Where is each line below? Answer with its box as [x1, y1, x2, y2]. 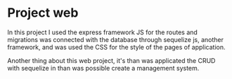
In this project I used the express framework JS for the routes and [7, 28, 198, 36]
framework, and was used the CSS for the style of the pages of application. [7, 43, 226, 51]
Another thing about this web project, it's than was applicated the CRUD [7, 56, 216, 64]
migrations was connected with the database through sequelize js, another [7, 35, 224, 43]
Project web [7, 5, 79, 21]
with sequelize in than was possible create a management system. [7, 64, 200, 72]
